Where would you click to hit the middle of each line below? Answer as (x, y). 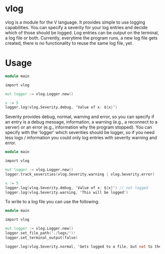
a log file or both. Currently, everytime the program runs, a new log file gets (82, 38)
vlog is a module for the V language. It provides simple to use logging (75, 22)
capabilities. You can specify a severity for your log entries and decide (76, 27)
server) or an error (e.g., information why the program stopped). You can (79, 127)
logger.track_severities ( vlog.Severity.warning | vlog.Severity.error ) (80, 174)
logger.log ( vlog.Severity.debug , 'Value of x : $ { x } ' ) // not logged (77, 188)
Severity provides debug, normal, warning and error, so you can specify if (80, 117)
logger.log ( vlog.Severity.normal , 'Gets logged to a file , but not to (79, 247)
